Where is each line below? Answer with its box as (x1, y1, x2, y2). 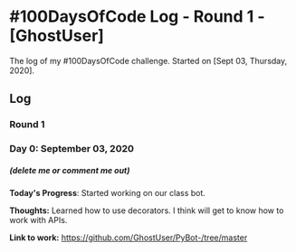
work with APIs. (9, 215, 68, 226)
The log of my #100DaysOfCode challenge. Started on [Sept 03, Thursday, (9, 55, 288, 66)
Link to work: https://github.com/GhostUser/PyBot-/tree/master (9, 232, 248, 243)
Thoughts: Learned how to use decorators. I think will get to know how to (9, 205, 284, 216)
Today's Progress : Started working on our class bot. (9, 188, 206, 199)
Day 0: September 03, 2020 (9, 143, 134, 155)
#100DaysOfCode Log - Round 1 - (9, 6, 265, 27)
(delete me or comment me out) (9, 164, 130, 175)
